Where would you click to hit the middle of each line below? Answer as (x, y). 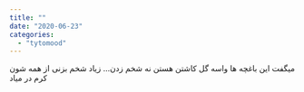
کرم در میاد (29, 78)
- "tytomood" (42, 43)
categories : (32, 34)
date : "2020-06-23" (46, 26)
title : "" (28, 18)
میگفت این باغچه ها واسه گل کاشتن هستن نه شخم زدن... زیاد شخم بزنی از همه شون (152, 69)
